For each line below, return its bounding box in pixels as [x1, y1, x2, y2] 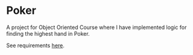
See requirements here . [6, 42, 65, 49]
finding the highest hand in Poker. [6, 30, 90, 37]
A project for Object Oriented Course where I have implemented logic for [6, 24, 187, 31]
